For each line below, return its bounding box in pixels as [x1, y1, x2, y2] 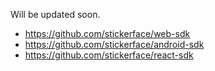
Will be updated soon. [10, 9, 101, 20]
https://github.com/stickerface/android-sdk [24, 39, 205, 50]
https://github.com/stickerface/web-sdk [24, 28, 191, 39]
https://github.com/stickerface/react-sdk [24, 49, 194, 61]
